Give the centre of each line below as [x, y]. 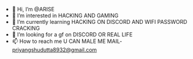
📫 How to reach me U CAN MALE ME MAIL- [67, 41]
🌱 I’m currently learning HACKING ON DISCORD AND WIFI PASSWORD [100, 22]
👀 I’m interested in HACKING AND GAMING [65, 15]
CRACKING [26, 28]
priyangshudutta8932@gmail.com [54, 50]
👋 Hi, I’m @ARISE [33, 9]
